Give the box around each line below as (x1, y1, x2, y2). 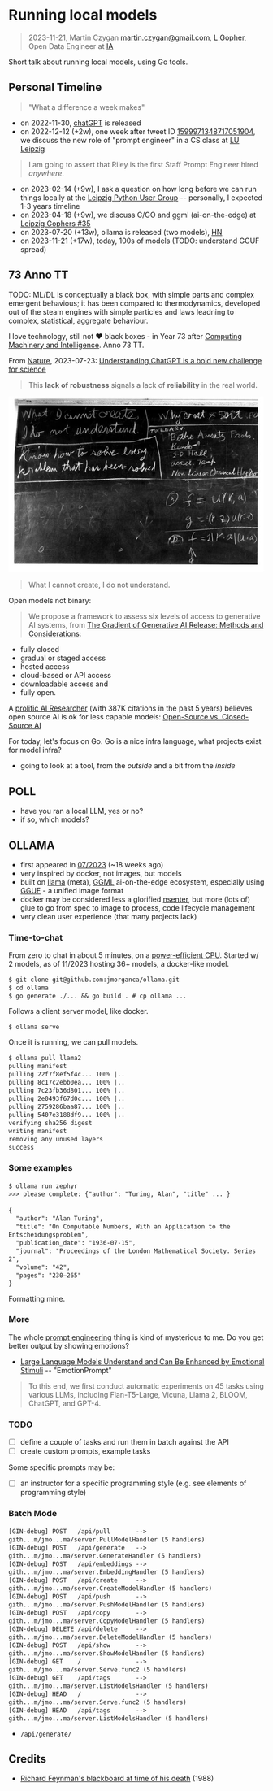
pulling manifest (8, 1063, 67, 1071)
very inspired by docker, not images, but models (19, 868, 182, 878)
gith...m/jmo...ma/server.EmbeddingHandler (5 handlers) (8, 1567, 206, 1576)
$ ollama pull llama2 (8, 1054, 82, 1063)
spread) (19, 244, 47, 254)
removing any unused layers (8, 1136, 104, 1144)
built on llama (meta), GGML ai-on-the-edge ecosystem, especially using (19, 876, 265, 887)
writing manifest (8, 1128, 67, 1136)
